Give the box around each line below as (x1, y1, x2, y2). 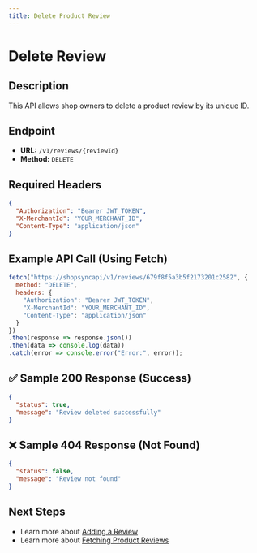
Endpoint (8, 124, 55, 138)
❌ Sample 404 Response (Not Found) (8, 438, 200, 451)
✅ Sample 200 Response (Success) (8, 371, 192, 386)
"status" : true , (15, 400, 71, 408)
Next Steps (8, 505, 66, 519)
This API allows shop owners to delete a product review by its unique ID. (8, 101, 250, 110)
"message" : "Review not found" (15, 474, 122, 483)
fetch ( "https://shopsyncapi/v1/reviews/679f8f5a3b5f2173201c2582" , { (8, 274, 249, 282)
